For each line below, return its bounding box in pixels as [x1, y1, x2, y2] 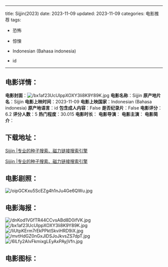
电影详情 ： [5, 78, 38, 86]
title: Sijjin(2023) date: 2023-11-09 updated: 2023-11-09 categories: [5, 10, 145, 16]
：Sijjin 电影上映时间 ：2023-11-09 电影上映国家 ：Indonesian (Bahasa [9, 98, 152, 104]
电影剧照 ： [5, 174, 38, 183]
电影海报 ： [5, 203, 38, 212]
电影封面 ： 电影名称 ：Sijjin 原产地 [5, 92, 156, 98]
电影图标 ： [5, 254, 38, 262]
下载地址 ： [5, 133, 38, 142]
